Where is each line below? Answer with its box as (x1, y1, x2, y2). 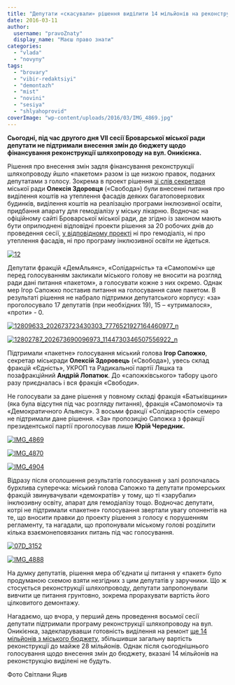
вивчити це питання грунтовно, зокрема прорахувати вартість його (7, 591, 210, 599)
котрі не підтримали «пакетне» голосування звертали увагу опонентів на (7, 505, 227, 514)
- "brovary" (13, 69, 49, 76)
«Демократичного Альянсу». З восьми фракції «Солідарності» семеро (7, 407, 220, 415)
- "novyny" (13, 56, 45, 63)
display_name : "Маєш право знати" (13, 36, 114, 43)
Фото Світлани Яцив (7, 670, 68, 679)
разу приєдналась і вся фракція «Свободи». (7, 379, 140, 387)
